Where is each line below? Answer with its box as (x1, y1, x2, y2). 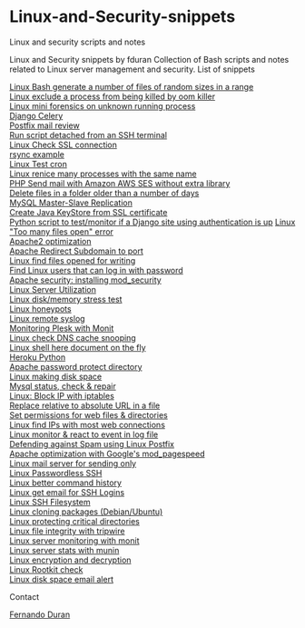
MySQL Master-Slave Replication (9, 197, 133, 208)
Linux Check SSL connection (9, 139, 118, 150)
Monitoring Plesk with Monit (9, 323, 114, 334)
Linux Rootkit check (9, 563, 84, 574)
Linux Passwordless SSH (9, 467, 103, 478)
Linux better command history (9, 477, 123, 488)
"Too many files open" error (9, 225, 113, 237)
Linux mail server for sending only (9, 457, 137, 469)
